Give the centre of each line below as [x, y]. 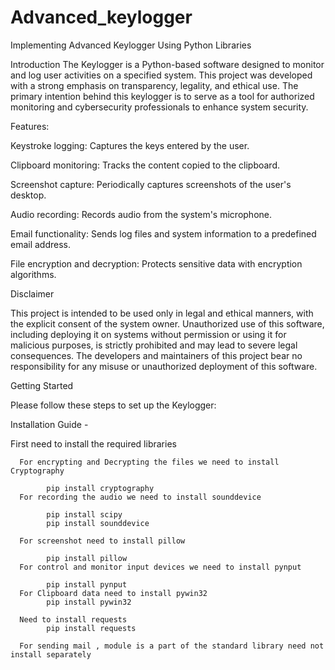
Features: [30, 126]
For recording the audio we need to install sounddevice [140, 497]
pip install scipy [84, 514]
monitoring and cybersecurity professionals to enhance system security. [159, 107]
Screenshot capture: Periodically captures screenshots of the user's [151, 184]
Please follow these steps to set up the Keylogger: [113, 405]
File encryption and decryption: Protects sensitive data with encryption [156, 263]
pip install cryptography [100, 488]
